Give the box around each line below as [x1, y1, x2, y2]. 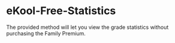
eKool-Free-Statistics [6, 4, 116, 18]
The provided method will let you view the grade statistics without [6, 24, 169, 31]
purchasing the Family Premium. [6, 29, 86, 37]
